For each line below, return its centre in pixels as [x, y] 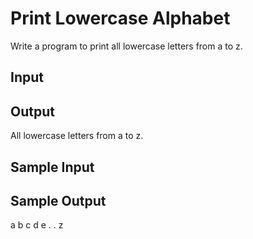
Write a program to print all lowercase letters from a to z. [126, 46]
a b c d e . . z [37, 225]
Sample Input [52, 167]
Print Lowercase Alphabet [120, 18]
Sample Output [58, 200]
